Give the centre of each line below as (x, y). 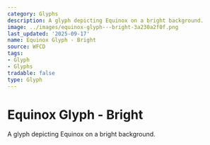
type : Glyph (25, 80)
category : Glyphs (33, 14)
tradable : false (31, 73)
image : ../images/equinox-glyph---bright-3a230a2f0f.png (93, 27)
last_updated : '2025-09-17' (49, 34)
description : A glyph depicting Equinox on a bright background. (105, 21)
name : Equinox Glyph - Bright (52, 40)
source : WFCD (27, 47)
